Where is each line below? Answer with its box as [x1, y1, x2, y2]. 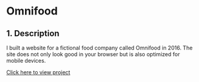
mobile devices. [6, 57, 46, 64]
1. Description [6, 28, 60, 39]
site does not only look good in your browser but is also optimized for [6, 51, 180, 58]
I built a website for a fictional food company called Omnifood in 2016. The [6, 44, 193, 51]
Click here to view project [6, 69, 71, 76]
